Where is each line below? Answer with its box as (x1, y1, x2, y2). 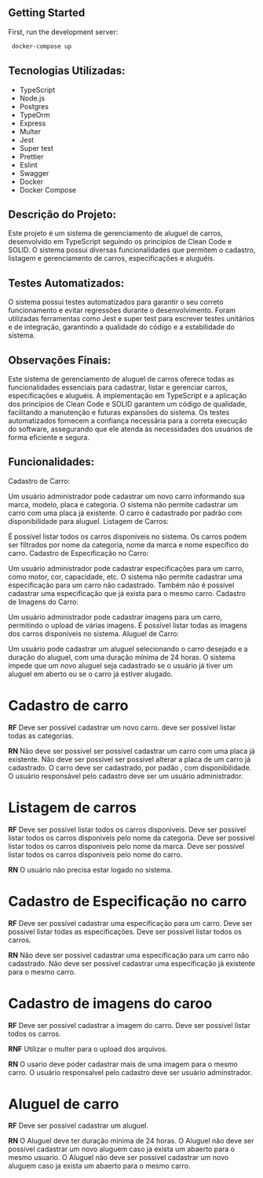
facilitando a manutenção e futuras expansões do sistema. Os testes (8, 408, 230, 417)
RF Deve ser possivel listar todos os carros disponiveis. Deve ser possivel (8, 825, 247, 834)
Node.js (19, 93, 46, 103)
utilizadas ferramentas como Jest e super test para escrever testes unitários (8, 314, 255, 324)
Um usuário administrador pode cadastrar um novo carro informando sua (8, 491, 245, 501)
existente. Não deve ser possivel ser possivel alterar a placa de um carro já (8, 754, 251, 764)
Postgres (19, 101, 49, 111)
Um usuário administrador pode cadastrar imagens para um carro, (8, 612, 222, 621)
